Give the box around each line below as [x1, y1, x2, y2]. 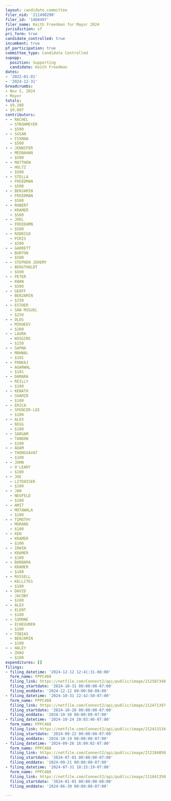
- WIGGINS [10, 336, 31, 341]
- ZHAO [10, 650, 24, 656]
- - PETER [5, 274, 27, 279]
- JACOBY [10, 593, 29, 598]
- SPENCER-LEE [10, 408, 40, 413]
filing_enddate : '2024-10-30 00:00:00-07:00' [10, 712, 109, 718]
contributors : [5, 112, 36, 118]
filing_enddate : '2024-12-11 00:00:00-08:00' [10, 688, 109, 693]
